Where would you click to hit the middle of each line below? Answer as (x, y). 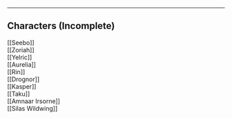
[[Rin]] (16, 72)
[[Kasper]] (22, 86)
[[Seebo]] (21, 43)
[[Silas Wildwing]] (32, 108)
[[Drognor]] (23, 79)
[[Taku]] (19, 94)
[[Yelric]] (20, 57)
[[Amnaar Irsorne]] (34, 101)
